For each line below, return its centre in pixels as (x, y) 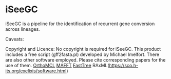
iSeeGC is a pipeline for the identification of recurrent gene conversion (80, 24)
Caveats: (15, 39)
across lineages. (23, 29)
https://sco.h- (124, 65)
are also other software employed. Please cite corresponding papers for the (85, 60)
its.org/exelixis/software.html (36, 71)
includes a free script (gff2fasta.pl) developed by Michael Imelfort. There (82, 54)
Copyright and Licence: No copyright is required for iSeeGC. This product (83, 49)
